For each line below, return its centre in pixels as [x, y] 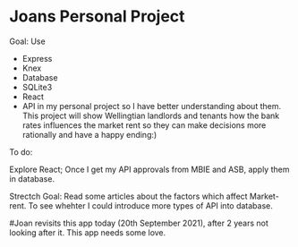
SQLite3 [37, 87]
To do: [21, 152]
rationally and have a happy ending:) [89, 134]
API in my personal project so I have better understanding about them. [152, 106]
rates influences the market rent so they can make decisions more [144, 125]
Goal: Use [28, 41]
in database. [32, 179]
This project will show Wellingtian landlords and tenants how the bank [151, 115]
